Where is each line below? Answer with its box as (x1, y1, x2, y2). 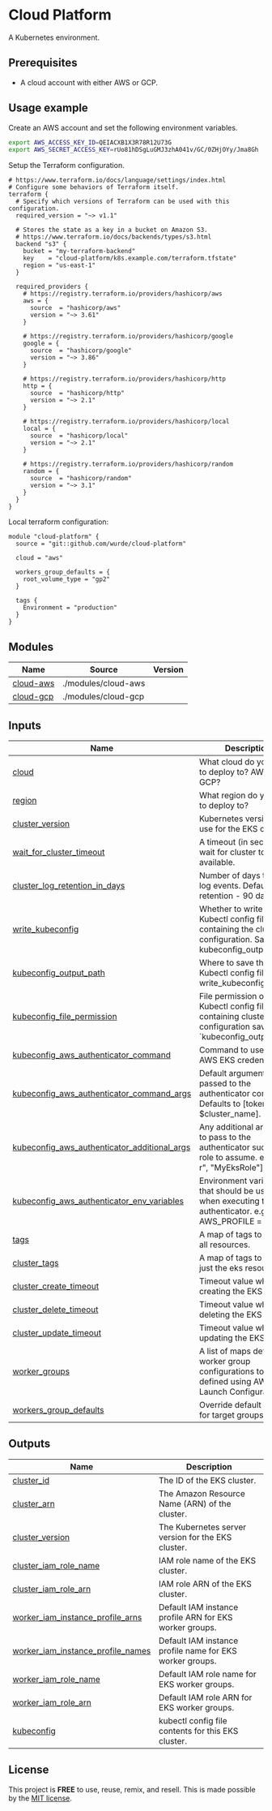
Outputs (8, 1437, 51, 1451)
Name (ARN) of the (159, 1498, 232, 1509)
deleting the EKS (198, 1309, 262, 1320)
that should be (198, 1185, 254, 1196)
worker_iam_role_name (12, 1673, 101, 1684)
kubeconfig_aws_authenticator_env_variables (12, 1195, 185, 1207)
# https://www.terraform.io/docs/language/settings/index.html (8, 176, 227, 184)
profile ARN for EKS (159, 1611, 233, 1623)
